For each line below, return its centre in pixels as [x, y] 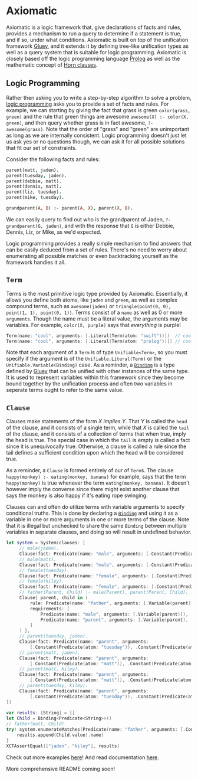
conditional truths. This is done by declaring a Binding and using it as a [92, 513]
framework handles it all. [36, 262]
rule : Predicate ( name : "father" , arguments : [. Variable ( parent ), [112, 603]
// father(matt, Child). [37, 724]
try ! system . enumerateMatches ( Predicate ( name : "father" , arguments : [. [96, 730]
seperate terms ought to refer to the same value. [65, 390]
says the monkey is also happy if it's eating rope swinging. [77, 496]
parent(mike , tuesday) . [35, 198]
